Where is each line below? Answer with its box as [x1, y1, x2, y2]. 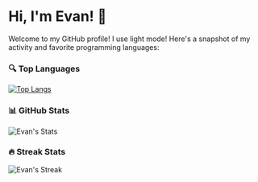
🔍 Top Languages [8, 63, 81, 74]
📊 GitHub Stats [8, 105, 70, 116]
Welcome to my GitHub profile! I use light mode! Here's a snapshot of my [8, 34, 251, 43]
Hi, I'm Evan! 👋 [8, 7, 107, 26]
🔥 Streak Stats [8, 147, 66, 158]
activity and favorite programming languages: [8, 42, 160, 52]
